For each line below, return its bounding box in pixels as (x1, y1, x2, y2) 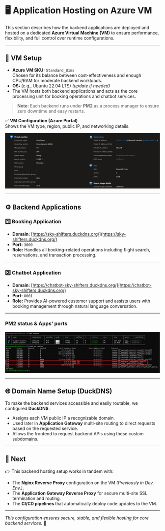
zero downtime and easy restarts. (17, 108, 85, 114)
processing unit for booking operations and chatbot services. (12, 93, 136, 99)
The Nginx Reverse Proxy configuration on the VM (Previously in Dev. (12, 480, 154, 486)
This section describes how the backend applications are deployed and (5, 24, 150, 31)
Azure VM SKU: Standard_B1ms (12, 67, 75, 73)
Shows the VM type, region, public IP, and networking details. (5, 123, 130, 129)
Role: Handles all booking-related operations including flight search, (12, 247, 151, 253)
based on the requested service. (12, 425, 79, 431)
